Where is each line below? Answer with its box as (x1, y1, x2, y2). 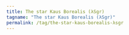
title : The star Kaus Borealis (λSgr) (6, 8, 105, 15)
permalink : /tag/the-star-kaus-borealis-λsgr (6, 20, 124, 26)
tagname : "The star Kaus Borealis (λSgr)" (6, 14, 116, 20)
